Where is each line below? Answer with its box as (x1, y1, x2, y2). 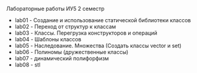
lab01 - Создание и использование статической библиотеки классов (14, 17, 191, 23)
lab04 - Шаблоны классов (14, 36, 82, 42)
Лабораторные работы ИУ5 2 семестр (6, 5, 105, 12)
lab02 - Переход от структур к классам (14, 23, 116, 30)
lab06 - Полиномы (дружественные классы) (14, 48, 129, 56)
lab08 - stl (14, 61, 41, 68)
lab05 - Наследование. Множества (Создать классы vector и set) (14, 42, 181, 49)
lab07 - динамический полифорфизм (14, 55, 109, 62)
